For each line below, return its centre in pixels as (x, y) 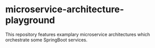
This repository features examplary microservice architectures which (78, 34)
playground (30, 20)
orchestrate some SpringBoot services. (46, 40)
